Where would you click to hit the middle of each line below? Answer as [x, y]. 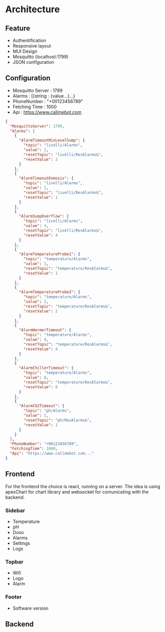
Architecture [32, 9]
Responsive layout [32, 46]
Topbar [14, 562]
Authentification [29, 40]
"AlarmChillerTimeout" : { [46, 368]
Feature [18, 28]
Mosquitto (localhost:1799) [40, 57]
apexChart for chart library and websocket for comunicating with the [77, 492]
